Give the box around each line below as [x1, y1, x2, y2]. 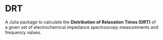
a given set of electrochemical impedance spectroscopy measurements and [5, 24, 159, 30]
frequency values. [5, 29, 42, 35]
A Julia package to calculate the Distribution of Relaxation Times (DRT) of [5, 19, 156, 25]
